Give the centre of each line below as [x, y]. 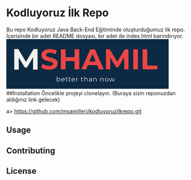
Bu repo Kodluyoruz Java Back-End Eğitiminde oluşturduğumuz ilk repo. [95, 29]
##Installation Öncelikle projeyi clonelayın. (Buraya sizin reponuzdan [91, 93]
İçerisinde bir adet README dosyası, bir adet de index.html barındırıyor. [95, 36]
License [21, 171]
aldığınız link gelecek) [33, 99]
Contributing [31, 151]
